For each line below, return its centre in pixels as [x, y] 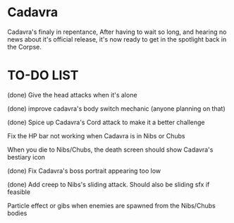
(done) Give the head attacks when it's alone [72, 95]
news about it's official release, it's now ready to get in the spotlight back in [117, 39]
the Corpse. [25, 47]
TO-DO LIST [43, 76]
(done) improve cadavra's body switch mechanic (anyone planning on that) [116, 108]
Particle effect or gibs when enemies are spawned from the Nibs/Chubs [112, 205]
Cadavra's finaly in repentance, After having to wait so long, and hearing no [117, 32]
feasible [19, 192]
